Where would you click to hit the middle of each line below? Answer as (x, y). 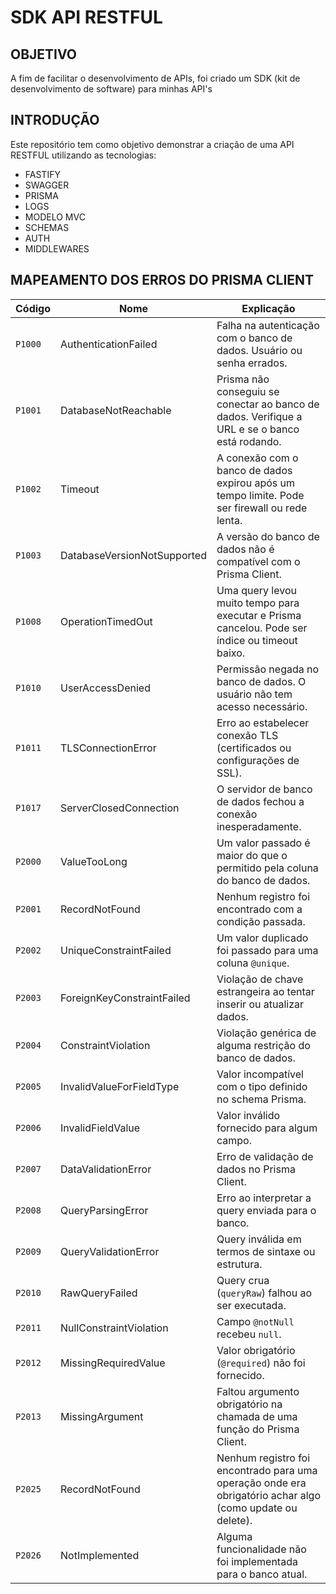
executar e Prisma (259, 615)
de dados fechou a (260, 801)
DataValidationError (106, 1169)
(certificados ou (254, 748)
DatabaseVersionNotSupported (133, 555)
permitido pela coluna (267, 868)
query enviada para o (266, 1210)
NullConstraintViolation (114, 1328)
